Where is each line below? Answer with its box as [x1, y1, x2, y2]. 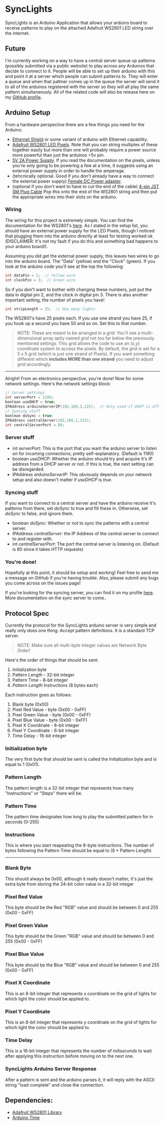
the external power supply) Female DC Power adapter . [12, 178, 122, 184]
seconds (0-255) [5, 819, 39, 825]
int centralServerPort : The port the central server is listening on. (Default [12, 541, 160, 547]
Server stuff [5, 434, 34, 441]
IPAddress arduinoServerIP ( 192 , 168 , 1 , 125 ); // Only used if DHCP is [5, 404, 151, 409]
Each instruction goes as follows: [5, 692, 72, 698]
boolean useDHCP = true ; [5, 400, 56, 405]
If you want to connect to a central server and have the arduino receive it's [5, 500, 156, 506]
